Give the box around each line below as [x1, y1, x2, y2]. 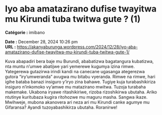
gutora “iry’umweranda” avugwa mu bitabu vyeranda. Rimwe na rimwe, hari [5, 74, 156, 79]
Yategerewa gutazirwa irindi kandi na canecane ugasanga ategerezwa [5, 68, 145, 74]
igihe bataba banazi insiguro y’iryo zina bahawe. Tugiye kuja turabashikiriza [5, 78, 156, 85]
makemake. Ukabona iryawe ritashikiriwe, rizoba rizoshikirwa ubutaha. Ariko [5, 89, 157, 95]
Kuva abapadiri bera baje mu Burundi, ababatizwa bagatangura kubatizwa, [5, 58, 154, 64]
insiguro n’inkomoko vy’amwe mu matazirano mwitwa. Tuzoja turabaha [5, 84, 146, 89]
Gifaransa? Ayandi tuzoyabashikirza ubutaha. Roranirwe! [5, 104, 118, 110]
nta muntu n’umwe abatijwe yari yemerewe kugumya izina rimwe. [5, 64, 135, 69]
